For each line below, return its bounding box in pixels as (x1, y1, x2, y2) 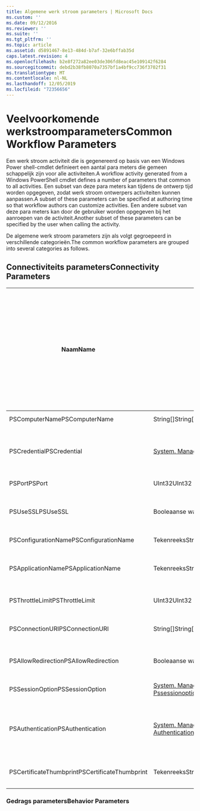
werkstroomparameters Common (6, 125, 173, 138)
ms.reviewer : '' (6, 25, 46, 32)
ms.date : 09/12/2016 (6, 20, 58, 26)
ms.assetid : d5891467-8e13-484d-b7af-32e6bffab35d (6, 48, 135, 54)
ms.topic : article (6, 42, 52, 48)
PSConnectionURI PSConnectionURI (9, 624, 109, 633)
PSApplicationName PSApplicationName (9, 564, 121, 572)
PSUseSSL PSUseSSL (9, 507, 69, 516)
